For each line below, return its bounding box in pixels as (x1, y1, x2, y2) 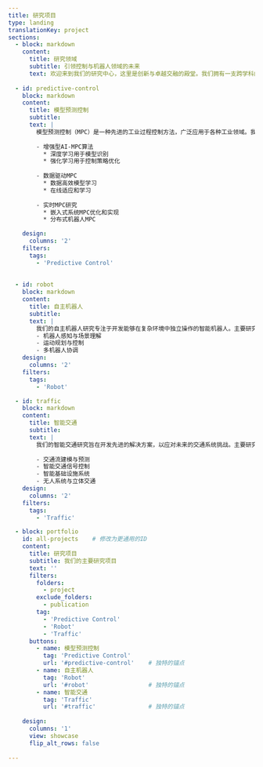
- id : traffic (15, 397, 61, 405)
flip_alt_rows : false (28, 739, 100, 747)
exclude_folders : (36, 594, 92, 602)
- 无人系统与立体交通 (36, 478, 96, 485)
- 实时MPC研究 (36, 201, 77, 209)
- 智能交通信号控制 (36, 463, 90, 471)
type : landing (8, 19, 55, 27)
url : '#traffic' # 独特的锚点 (42, 703, 186, 711)
